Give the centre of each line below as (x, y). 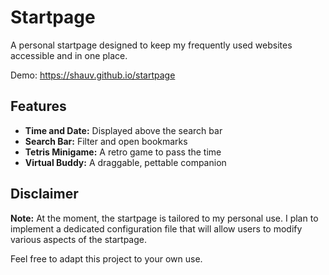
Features (38, 106)
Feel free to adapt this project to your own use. (106, 258)
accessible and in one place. (69, 55)
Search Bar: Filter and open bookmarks (106, 141)
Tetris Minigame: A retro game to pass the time (123, 152)
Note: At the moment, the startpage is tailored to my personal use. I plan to (164, 218)
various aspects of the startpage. (79, 239)
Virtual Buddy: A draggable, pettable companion (125, 162)
